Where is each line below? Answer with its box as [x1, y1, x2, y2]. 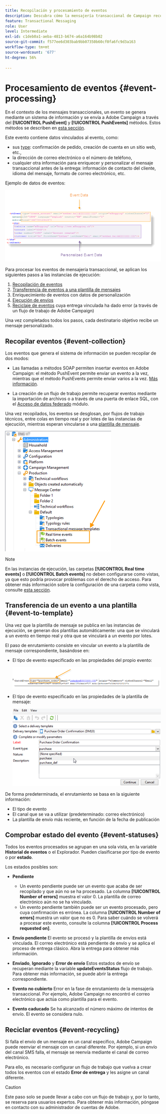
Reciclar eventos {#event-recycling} [5, 1025, 120, 1034]
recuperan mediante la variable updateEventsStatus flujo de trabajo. [12, 966, 153, 972]
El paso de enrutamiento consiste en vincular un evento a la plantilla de [5, 642, 150, 648]
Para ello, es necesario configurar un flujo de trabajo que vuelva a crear [5, 1064, 152, 1070]
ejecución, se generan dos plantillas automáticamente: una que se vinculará [5, 627, 160, 633]
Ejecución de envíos [12, 297, 53, 303]
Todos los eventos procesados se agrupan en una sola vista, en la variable [5, 844, 157, 850]
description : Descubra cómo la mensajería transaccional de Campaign [5, 13, 152, 18]
